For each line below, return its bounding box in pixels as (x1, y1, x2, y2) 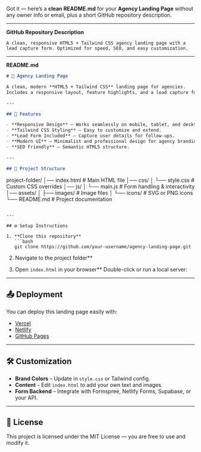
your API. (14, 394, 38, 401)
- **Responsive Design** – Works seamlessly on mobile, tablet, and (6, 122, 181, 128)
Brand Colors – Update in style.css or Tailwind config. (14, 375, 151, 382)
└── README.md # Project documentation (6, 196, 112, 203)
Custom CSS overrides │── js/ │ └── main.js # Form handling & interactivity (6, 182, 195, 190)
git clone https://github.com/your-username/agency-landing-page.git (14, 243, 191, 250)
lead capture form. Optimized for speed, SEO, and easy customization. (6, 45, 188, 51)
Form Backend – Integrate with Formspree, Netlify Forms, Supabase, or (14, 388, 191, 395)
